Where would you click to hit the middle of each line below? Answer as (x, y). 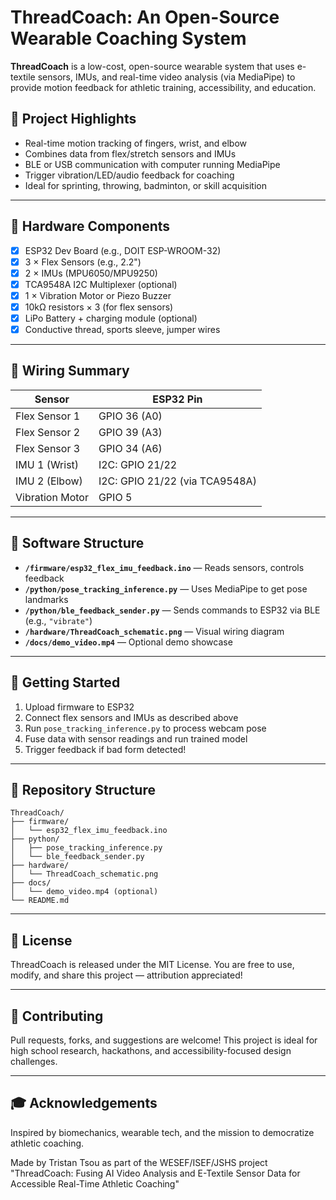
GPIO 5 (115, 497)
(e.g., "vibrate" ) (58, 620)
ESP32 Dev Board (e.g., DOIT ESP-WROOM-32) (123, 250)
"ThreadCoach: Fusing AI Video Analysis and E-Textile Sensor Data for (155, 1173)
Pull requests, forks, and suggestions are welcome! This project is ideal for (164, 1040)
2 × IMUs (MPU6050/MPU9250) (91, 273)
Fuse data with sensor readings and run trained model (136, 738)
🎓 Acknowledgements (84, 1103)
